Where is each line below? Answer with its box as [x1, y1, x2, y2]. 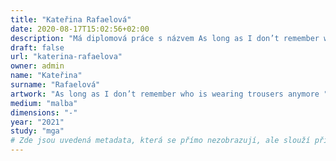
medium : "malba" [10, 98, 78, 108]
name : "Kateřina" [10, 71, 83, 81]
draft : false [10, 42, 65, 53]
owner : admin [10, 61, 65, 71]
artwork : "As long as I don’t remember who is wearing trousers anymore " [10, 89, 329, 99]
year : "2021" [10, 117, 65, 127]
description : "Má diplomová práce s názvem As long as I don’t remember [10, 33, 320, 43]
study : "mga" [10, 126, 65, 136]
